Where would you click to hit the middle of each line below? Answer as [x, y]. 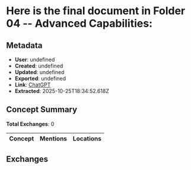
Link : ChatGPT [33, 85]
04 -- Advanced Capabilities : [79, 23]
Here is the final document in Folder [96, 11]
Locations [87, 139]
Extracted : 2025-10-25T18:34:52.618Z [62, 91]
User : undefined [35, 60]
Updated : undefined [39, 72]
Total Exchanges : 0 [30, 124]
